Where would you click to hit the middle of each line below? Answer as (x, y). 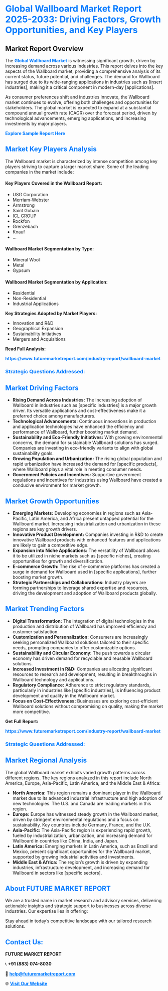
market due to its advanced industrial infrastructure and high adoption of (88, 798)
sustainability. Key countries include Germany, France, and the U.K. (82, 825)
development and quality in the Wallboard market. (64, 695)
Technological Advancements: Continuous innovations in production (84, 421)
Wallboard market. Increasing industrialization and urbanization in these (87, 524)
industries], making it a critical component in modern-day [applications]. (80, 87)
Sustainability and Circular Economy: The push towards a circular (81, 653)
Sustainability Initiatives (37, 334)
